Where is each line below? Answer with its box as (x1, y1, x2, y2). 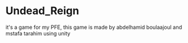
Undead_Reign (5, 4, 79, 18)
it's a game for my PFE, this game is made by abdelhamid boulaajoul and (5, 24, 183, 31)
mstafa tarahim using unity (5, 29, 70, 37)
